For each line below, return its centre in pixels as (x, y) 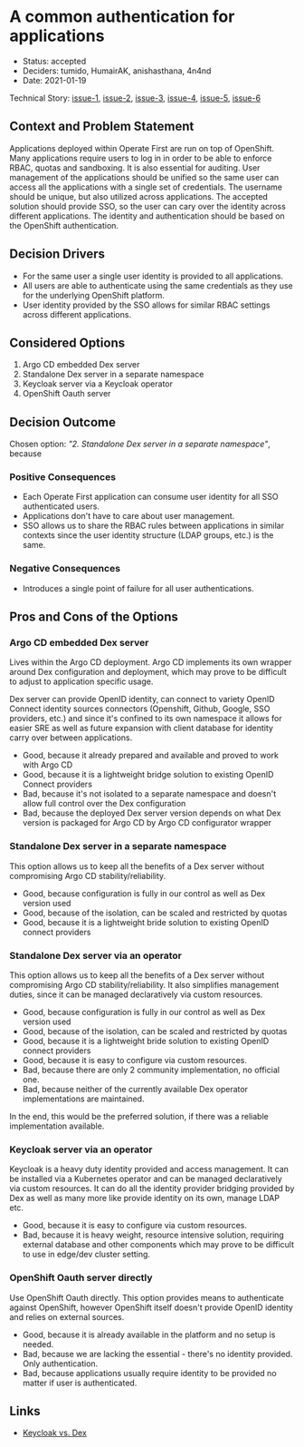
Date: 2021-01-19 (54, 80)
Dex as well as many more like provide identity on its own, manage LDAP (145, 1198)
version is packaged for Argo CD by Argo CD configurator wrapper (147, 823)
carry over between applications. (71, 738)
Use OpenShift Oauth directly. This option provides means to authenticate (147, 1297)
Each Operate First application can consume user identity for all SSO (150, 497)
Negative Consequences (65, 569)
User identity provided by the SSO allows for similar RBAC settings (146, 305)
